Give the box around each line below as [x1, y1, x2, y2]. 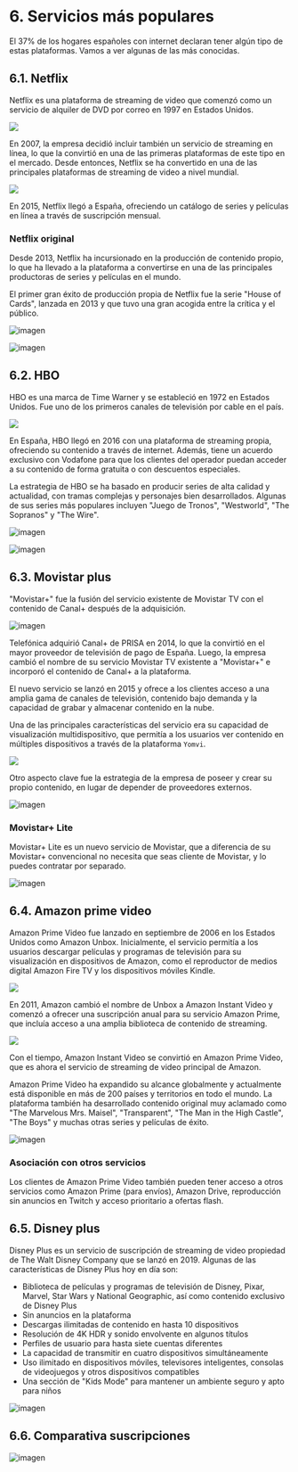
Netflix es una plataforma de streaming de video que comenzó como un [9, 95, 273, 105]
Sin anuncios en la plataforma [21, 1309, 132, 1320]
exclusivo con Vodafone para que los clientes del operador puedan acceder [9, 454, 287, 465]
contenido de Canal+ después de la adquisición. [9, 603, 187, 613]
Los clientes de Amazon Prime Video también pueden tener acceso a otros [9, 1177, 284, 1188]
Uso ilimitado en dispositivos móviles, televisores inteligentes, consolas [21, 1357, 285, 1368]
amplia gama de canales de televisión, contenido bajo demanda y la [9, 693, 258, 703]
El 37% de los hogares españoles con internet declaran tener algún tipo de [9, 36, 283, 46]
